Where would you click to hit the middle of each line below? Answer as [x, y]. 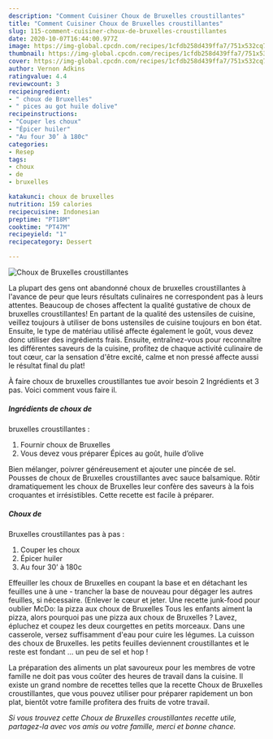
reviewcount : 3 [34, 84]
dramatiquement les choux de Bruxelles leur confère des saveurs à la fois [131, 486]
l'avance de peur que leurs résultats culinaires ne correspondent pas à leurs [136, 296]
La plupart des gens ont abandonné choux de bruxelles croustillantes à [127, 288]
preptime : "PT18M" [39, 219]
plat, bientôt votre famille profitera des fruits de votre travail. [109, 702]
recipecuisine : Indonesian [54, 212]
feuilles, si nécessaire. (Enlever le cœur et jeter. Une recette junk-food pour [134, 600]
